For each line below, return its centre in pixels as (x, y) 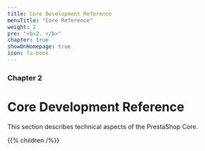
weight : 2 (22, 27)
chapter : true (28, 40)
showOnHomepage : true (39, 47)
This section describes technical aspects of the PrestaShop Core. (103, 126)
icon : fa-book (28, 54)
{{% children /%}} (34, 140)
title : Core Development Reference (60, 14)
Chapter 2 (25, 78)
